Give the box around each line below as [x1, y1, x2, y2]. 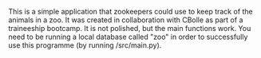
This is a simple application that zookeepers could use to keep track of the [8, 7, 253, 16]
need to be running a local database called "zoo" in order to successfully [8, 32, 248, 41]
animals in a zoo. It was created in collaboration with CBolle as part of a [8, 15, 243, 25]
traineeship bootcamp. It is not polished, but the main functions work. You [8, 24, 251, 33]
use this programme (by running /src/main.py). [8, 41, 162, 50]
